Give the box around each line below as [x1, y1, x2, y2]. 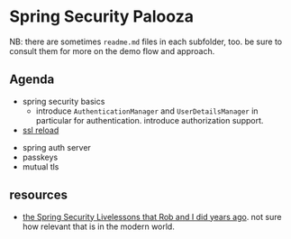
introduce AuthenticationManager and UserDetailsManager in [35, 106, 259, 116]
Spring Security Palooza [9, 6, 194, 27]
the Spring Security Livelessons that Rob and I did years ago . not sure [22, 211, 282, 222]
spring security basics [22, 96, 105, 106]
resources [9, 188, 68, 203]
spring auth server [22, 142, 92, 152]
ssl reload [22, 124, 59, 135]
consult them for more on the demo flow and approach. [9, 45, 215, 56]
